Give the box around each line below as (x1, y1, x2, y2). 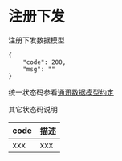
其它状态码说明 (8, 104, 58, 114)
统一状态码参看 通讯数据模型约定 (8, 87, 114, 97)
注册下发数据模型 (8, 35, 65, 45)
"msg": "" (22, 65, 56, 73)
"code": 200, (22, 58, 67, 66)
